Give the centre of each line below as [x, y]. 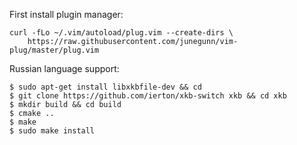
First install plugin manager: [66, 14]
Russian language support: [64, 68]
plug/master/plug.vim [54, 50]
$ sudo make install [52, 131]
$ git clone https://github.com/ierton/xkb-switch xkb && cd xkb [148, 96]
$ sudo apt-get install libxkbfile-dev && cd [105, 87]
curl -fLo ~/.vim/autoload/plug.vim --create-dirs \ [121, 33]
